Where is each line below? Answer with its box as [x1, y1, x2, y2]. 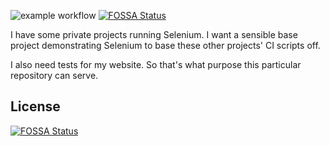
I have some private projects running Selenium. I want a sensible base [10, 29, 298, 40]
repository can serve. [10, 70, 99, 81]
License [10, 98, 61, 115]
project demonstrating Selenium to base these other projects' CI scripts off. [10, 40, 321, 51]
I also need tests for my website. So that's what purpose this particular [10, 59, 302, 70]
